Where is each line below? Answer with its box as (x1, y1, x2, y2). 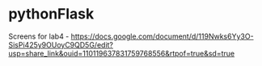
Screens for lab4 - (8, 31, 70, 41)
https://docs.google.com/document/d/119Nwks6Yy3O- (70, 31, 254, 41)
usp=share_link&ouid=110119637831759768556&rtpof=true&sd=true (8, 48, 235, 58)
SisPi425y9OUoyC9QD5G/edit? (8, 39, 114, 49)
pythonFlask (8, 5, 95, 23)
